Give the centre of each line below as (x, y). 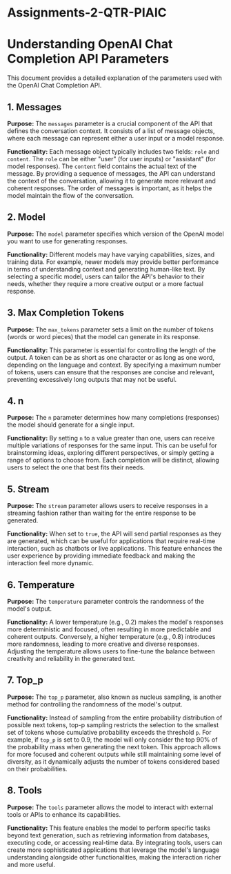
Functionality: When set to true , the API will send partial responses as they (114, 534)
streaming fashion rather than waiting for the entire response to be (102, 513)
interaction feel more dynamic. (51, 563)
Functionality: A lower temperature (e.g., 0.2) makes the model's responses (115, 622)
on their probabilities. (37, 769)
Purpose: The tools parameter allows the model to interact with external (110, 807)
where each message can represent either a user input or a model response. (116, 138)
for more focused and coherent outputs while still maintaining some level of (114, 754)
